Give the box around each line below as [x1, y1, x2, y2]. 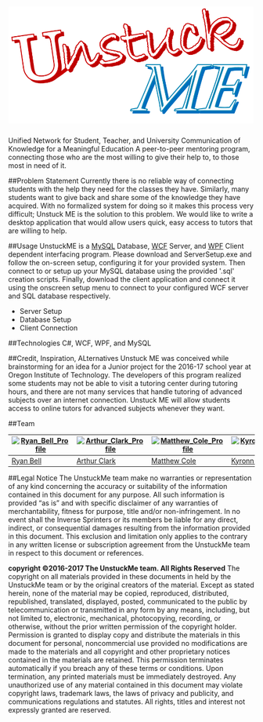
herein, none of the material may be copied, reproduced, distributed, [8, 589, 229, 598]
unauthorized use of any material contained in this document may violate [8, 680, 243, 690]
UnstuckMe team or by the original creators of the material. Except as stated [8, 580, 254, 590]
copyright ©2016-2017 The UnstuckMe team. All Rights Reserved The [8, 563, 240, 573]
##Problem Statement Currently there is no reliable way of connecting [8, 176, 234, 185]
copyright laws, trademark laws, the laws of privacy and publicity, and [8, 689, 234, 698]
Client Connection [19, 323, 78, 332]
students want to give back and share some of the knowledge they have [8, 192, 241, 202]
